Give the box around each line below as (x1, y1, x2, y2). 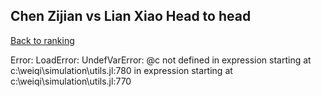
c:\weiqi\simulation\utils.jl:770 (10, 75, 132, 87)
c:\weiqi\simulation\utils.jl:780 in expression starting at (10, 64, 233, 76)
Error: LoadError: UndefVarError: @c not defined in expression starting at (10, 54, 312, 66)
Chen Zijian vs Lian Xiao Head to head (10, 8, 252, 25)
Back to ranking (10, 34, 75, 46)
